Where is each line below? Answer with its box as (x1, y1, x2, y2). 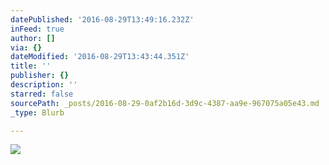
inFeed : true (10, 24, 65, 34)
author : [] (10, 33, 56, 43)
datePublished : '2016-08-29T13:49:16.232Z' (10, 14, 195, 25)
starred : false (10, 89, 74, 99)
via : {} (10, 42, 43, 53)
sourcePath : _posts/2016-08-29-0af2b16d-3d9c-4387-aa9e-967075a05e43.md (10, 98, 320, 108)
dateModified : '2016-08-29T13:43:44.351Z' (10, 52, 190, 62)
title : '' (10, 61, 52, 71)
